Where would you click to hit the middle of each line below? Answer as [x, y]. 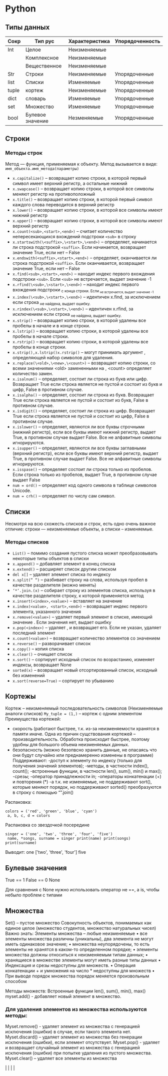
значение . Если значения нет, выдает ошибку [62, 622]
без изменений [28, 675]
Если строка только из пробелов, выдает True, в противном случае [85, 475]
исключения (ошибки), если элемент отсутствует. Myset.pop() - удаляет [82, 1042]
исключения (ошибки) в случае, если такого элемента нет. [68, 1032]
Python [20, 9]
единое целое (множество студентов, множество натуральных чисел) [81, 928]
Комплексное [42, 58]
